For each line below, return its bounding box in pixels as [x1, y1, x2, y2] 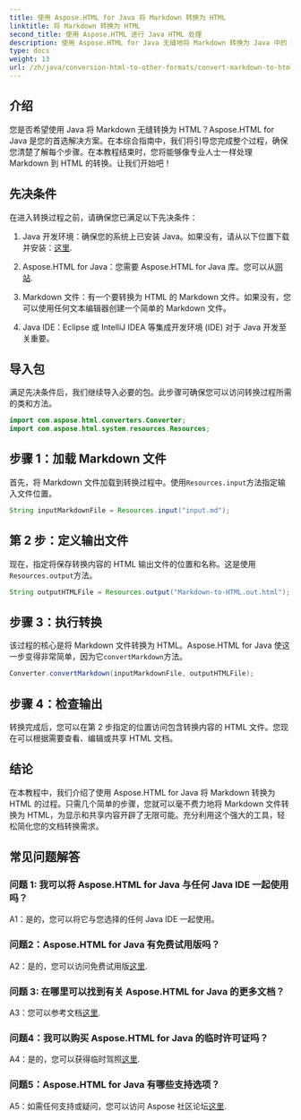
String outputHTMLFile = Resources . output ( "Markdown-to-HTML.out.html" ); [9, 588, 291, 597]
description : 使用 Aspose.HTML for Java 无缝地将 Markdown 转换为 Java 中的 [9, 38, 288, 47]
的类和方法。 [9, 398, 56, 409]
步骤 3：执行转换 [9, 615, 103, 630]
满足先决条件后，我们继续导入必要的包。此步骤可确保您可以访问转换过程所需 [9, 387, 292, 398]
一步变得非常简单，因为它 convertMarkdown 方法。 [9, 651, 188, 662]
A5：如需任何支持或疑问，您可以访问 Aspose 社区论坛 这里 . [9, 1100, 227, 1111]
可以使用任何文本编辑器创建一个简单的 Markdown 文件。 [21, 302, 231, 314]
